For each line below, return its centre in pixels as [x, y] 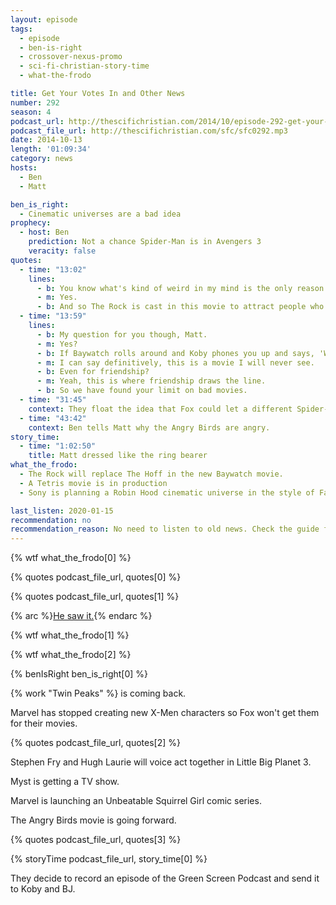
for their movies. [44, 723]
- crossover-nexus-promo [71, 57]
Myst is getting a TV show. [65, 782]
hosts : [24, 168]
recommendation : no [51, 520]
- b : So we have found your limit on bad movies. [142, 391]
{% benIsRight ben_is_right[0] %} [79, 674]
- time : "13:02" [53, 269]
